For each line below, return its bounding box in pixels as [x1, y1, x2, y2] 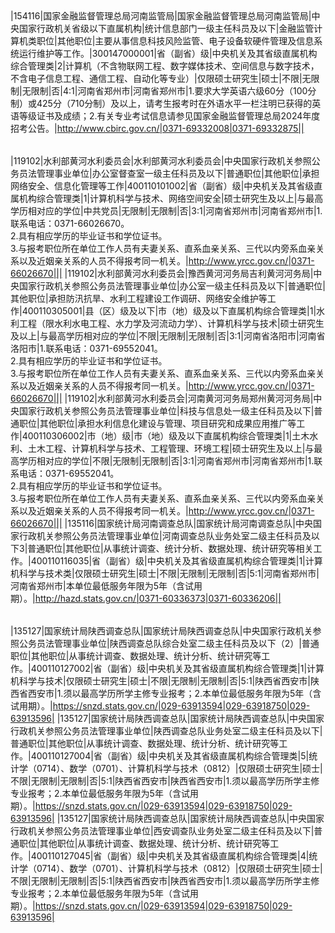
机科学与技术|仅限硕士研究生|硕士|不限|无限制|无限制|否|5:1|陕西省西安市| [10, 675, 311, 687]
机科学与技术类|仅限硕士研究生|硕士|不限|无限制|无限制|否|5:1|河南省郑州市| [10, 568, 320, 579]
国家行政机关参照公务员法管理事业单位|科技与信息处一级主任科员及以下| [18, 405, 315, 417]
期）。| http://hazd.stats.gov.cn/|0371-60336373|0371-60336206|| [10, 593, 282, 604]
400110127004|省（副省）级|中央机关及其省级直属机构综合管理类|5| [30, 750, 310, 762]
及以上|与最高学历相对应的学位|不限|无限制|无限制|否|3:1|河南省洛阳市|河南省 [10, 330, 326, 342]
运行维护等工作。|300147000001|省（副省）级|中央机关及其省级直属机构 [18, 48, 318, 59]
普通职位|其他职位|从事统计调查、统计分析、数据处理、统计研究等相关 [27, 543, 314, 554]
